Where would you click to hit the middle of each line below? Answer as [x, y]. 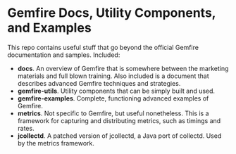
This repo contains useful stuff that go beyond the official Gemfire [103, 47]
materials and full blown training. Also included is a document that [113, 76]
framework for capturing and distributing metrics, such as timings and [119, 120]
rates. [26, 128]
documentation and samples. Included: [64, 55]
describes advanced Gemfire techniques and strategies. [99, 83]
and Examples [49, 28]
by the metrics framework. [56, 143]
